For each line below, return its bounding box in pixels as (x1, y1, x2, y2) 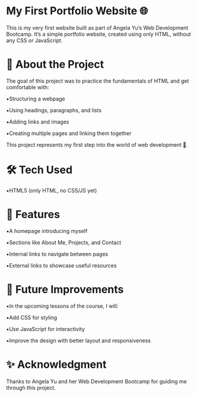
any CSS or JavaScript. (6, 37, 63, 44)
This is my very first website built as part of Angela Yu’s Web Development (6, 24, 189, 31)
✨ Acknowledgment (6, 358, 107, 371)
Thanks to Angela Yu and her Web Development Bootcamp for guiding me (6, 377, 187, 385)
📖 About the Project (6, 58, 104, 71)
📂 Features (6, 208, 61, 221)
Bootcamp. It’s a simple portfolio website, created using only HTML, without (6, 30, 191, 37)
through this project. (6, 384, 56, 391)
